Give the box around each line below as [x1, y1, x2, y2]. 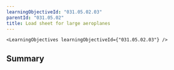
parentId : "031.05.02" [6, 15, 64, 21]
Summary [6, 53, 45, 64]
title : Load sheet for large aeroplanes [6, 20, 111, 26]
